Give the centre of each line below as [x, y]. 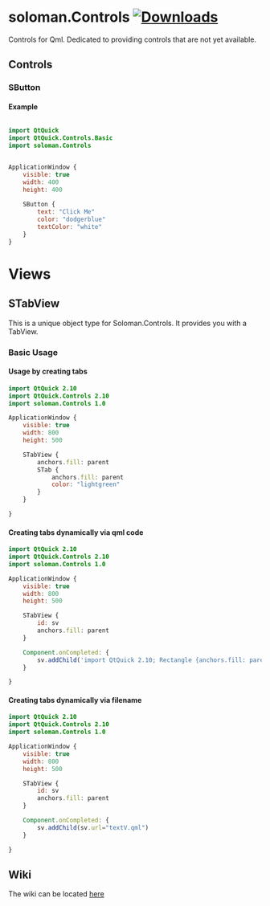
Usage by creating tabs [48, 371]
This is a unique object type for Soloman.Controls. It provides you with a [128, 323]
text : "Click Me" [66, 212]
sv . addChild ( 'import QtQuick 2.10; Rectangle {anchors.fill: [142, 660]
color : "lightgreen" [86, 485]
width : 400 [41, 182]
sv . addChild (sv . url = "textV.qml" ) [93, 827]
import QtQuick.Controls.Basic [61, 138]
